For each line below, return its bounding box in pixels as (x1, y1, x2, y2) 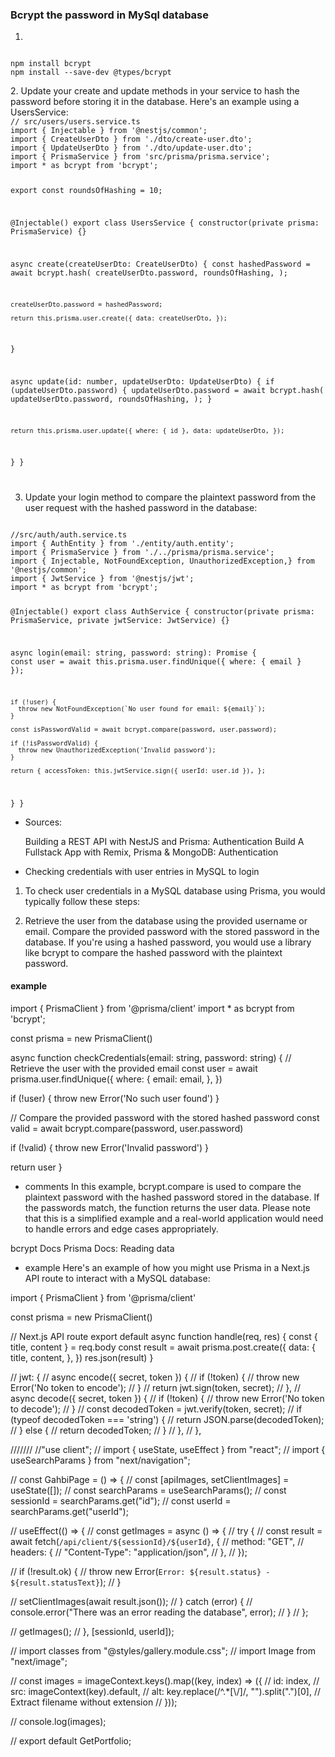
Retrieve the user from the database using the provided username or (24, 914, 308, 927)
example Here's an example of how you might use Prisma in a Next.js (24, 1262, 310, 1274)
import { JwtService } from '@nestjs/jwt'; (10, 573, 195, 583)
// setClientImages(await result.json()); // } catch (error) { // (10, 1596, 253, 1608)
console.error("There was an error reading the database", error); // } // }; (10, 1606, 309, 1618)
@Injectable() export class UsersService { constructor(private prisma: (10, 218, 320, 228)
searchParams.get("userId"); (10, 1506, 129, 1518)
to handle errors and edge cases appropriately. (24, 1223, 219, 1235)
